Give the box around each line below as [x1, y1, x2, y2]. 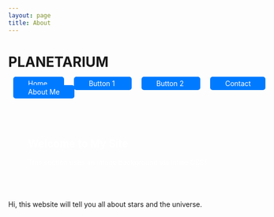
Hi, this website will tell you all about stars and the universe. [8, 200, 203, 209]
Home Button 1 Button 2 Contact [28, 79, 251, 88]
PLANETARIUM [8, 53, 109, 71]
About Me [28, 88, 61, 97]
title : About [8, 19, 51, 27]
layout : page [8, 11, 51, 20]
